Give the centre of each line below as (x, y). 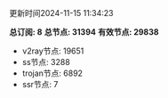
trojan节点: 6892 (52, 73)
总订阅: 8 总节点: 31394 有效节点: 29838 (84, 32)
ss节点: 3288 (46, 62)
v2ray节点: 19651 (53, 51)
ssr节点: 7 (40, 84)
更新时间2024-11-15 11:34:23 (61, 13)
